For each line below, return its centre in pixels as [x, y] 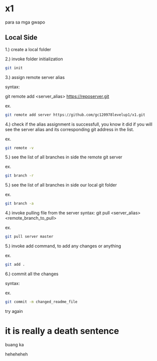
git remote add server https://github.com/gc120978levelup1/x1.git [75, 115]
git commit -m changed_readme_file [41, 302]
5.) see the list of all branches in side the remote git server [64, 157]
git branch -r [20, 176]
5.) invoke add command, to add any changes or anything [63, 246]
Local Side [21, 38]
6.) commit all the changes [32, 274]
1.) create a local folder [28, 49]
